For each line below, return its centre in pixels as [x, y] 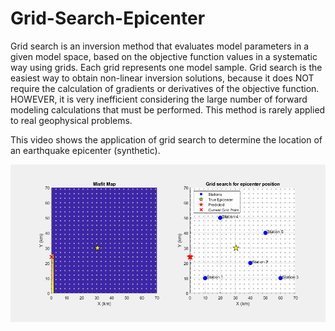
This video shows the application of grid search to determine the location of [166, 139]
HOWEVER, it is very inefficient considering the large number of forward [159, 99]
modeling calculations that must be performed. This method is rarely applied [168, 109]
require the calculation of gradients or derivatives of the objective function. [165, 88]
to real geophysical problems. [71, 120]
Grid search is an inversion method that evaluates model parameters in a [160, 46]
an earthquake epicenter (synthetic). [85, 150]
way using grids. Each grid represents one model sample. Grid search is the [166, 67]
